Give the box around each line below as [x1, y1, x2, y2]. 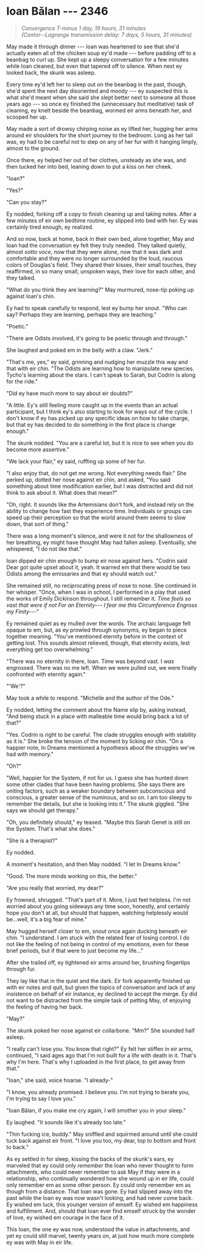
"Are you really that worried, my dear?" [6, 884, 104, 891]
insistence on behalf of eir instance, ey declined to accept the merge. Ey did [6, 990, 197, 998]
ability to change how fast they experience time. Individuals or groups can [6, 507, 192, 514]
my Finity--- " [6, 607, 40, 615]
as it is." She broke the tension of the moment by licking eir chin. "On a [6, 737, 184, 744]
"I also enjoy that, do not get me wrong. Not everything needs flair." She [6, 469, 187, 476]
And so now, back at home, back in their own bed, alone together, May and [6, 235, 194, 242]
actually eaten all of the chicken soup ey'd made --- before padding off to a [6, 49, 196, 56]
